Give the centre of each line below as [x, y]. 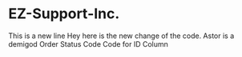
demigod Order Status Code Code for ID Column [88, 44]
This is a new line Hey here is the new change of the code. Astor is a [121, 36]
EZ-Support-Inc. [64, 14]
